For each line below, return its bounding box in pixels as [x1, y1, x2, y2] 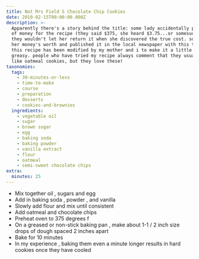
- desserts [17, 96, 44, 102]
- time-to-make [17, 80, 54, 86]
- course [17, 86, 38, 92]
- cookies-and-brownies [17, 102, 76, 108]
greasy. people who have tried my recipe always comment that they [11, 53, 182, 59]
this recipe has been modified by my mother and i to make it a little [11, 47, 192, 53]
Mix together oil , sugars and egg [14, 190, 96, 197]
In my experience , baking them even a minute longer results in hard [14, 240, 181, 247]
